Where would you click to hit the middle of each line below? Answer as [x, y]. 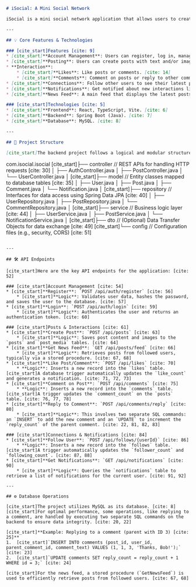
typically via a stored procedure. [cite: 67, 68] [69, 358]
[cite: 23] [19, 552]
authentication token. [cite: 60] [48, 317]
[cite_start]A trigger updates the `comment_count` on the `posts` [90, 394]
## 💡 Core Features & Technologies [50, 40]
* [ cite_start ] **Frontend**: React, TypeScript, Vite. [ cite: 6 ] [87, 110]
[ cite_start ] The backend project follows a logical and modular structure [99, 153]
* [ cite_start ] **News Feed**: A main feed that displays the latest [91, 94]
